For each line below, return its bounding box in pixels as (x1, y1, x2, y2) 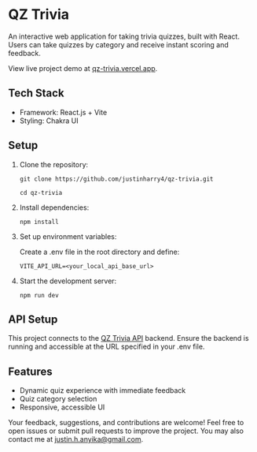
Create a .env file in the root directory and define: (19, 247, 180, 256)
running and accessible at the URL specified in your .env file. (8, 342, 205, 352)
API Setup (8, 312, 58, 326)
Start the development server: (19, 276, 117, 286)
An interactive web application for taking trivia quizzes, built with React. (8, 32, 240, 41)
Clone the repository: (19, 159, 89, 169)
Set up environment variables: (19, 231, 117, 241)
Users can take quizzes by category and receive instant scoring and (8, 39, 229, 49)
